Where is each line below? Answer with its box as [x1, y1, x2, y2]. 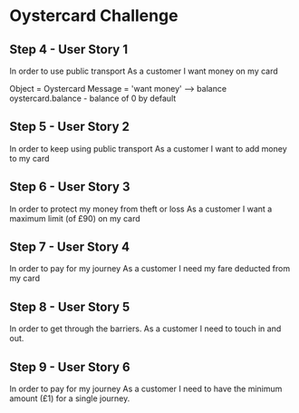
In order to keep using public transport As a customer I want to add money [9, 143, 287, 154]
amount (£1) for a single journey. [9, 393, 130, 404]
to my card [9, 152, 50, 163]
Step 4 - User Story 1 [9, 42, 129, 57]
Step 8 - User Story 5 [9, 299, 130, 314]
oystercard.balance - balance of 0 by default [9, 93, 177, 103]
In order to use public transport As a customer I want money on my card [9, 65, 278, 76]
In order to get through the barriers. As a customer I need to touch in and [9, 323, 282, 334]
